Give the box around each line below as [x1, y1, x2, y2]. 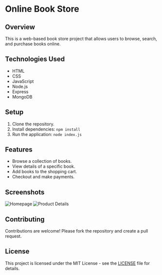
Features [5, 145, 33, 154]
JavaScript [12, 78, 34, 84]
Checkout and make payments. [12, 174, 75, 180]
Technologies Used [5, 55, 65, 63]
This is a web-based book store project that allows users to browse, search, [5, 36, 157, 41]
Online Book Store [5, 3, 79, 15]
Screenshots [5, 188, 45, 196]
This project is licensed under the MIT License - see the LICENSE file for [5, 260, 150, 266]
